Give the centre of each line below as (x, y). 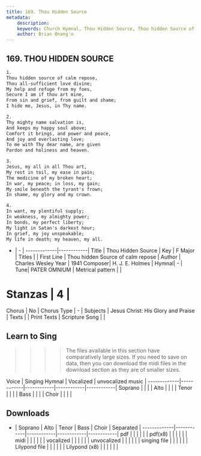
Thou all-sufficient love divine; (49, 84)
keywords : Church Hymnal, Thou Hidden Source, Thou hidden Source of (106, 29)
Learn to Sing (31, 336)
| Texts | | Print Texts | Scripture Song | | (56, 317)
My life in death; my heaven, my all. (55, 239)
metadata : (19, 17)
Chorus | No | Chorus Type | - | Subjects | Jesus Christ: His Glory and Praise (100, 311)
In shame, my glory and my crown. (49, 195)
